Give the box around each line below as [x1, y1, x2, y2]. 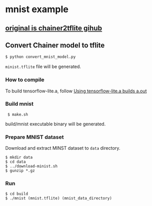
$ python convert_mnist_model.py [5, 54, 76, 59]
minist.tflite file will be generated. [5, 63, 81, 70]
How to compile [5, 76, 45, 83]
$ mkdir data [5, 155, 33, 160]
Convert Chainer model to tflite [5, 41, 105, 49]
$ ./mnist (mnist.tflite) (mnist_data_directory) [5, 196, 112, 201]
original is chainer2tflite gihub [5, 24, 102, 32]
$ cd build [5, 191, 28, 196]
